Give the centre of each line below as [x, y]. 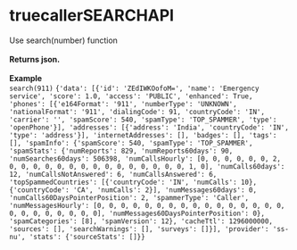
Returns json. [35, 59]
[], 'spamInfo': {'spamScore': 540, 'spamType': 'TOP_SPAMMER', [131, 143]
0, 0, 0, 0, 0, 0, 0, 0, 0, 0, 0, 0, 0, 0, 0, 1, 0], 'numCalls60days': [147, 166]
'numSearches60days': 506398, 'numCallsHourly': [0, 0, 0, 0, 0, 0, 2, [145, 158]
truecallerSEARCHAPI [92, 16]
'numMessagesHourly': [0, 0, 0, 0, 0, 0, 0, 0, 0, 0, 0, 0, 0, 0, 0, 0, [147, 205]
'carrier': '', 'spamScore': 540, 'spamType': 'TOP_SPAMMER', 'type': [143, 120]
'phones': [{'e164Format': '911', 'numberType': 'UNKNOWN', [124, 104]
